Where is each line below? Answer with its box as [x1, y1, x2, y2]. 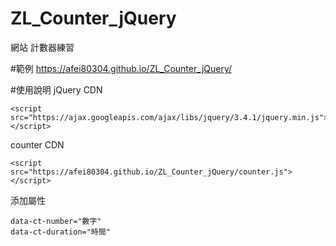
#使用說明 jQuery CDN [10, 83, 103, 96]
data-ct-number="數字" [10, 216, 102, 226]
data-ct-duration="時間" [10, 227, 111, 237]
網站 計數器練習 [10, 41, 75, 53]
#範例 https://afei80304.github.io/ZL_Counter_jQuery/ [10, 62, 233, 74]
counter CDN [10, 138, 65, 151]
